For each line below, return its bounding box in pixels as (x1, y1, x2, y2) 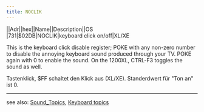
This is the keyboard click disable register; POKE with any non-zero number (6, 44, 195, 51)
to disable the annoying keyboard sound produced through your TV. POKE (6, 50, 192, 58)
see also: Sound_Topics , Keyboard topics (6, 98, 109, 106)
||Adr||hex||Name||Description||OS (6, 25, 93, 33)
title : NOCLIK (6, 8, 42, 15)
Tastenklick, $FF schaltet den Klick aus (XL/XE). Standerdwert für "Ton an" (6, 74, 194, 82)
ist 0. (6, 81, 19, 88)
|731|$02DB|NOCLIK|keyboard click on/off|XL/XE (6, 31, 129, 39)
